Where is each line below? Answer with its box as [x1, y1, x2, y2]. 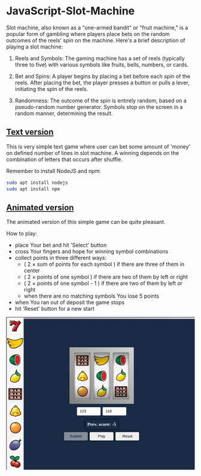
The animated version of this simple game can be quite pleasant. [6, 219, 166, 226]
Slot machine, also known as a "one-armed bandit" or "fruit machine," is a [6, 24, 188, 31]
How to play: [6, 230, 38, 237]
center [23, 267, 40, 274]
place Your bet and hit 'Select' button [14, 241, 107, 249]
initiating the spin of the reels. [14, 85, 89, 92]
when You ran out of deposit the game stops [14, 299, 124, 306]
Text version [6, 127, 54, 137]
